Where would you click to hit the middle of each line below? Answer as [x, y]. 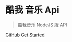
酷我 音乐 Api [32, 10]
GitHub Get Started [25, 35]
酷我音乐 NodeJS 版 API [42, 25]
